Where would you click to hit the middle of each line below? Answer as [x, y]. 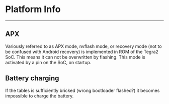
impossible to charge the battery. [39, 96]
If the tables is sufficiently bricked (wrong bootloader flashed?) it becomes [82, 90]
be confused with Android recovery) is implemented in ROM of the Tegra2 [82, 51]
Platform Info [33, 9]
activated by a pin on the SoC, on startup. [48, 62]
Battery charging [32, 79]
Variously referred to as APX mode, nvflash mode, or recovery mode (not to [83, 46]
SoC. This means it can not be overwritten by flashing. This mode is [75, 57]
